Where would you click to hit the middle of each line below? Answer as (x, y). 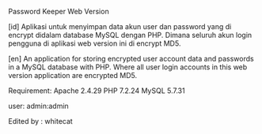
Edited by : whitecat (40, 121)
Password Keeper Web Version (59, 11)
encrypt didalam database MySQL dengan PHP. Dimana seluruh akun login (130, 35)
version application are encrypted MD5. (72, 75)
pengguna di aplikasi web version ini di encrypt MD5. (95, 43)
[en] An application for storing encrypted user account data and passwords (131, 59)
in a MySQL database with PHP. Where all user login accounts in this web (128, 67)
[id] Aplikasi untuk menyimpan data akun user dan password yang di (120, 26)
